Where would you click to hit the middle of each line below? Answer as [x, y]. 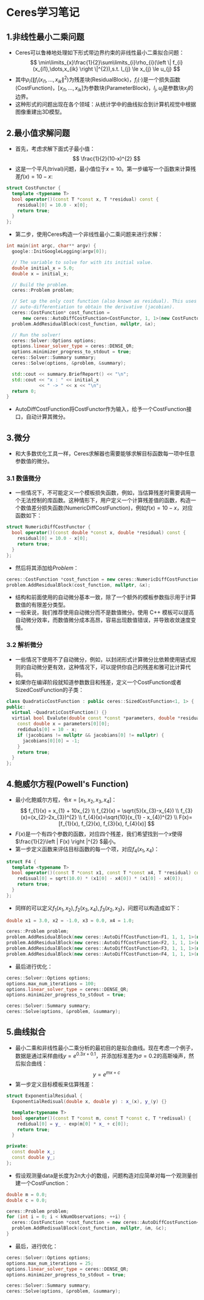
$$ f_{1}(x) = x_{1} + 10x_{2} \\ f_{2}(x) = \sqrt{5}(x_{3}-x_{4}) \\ [100, 811]
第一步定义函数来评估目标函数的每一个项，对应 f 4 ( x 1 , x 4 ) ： [87, 850]
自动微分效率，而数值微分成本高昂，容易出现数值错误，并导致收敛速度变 [105, 620]
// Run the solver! [36, 335]
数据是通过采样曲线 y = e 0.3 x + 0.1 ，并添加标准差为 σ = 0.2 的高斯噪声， [102, 1055]
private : [17, 1146]
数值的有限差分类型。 [42, 605]
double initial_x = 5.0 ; [43, 268]
